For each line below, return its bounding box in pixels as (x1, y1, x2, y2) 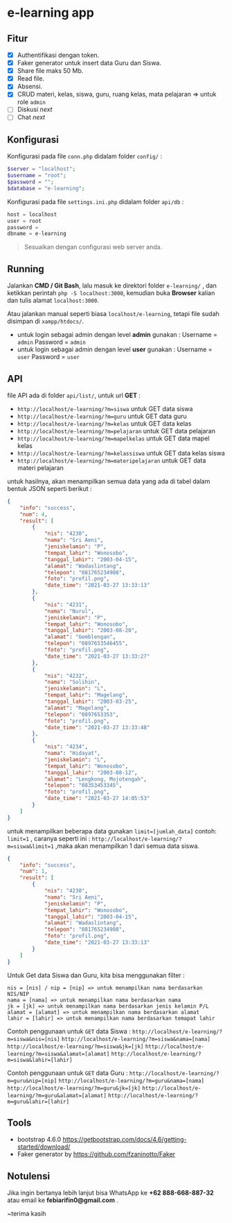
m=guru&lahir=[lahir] (7, 1098, 70, 1105)
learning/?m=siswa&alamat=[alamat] (7, 1050, 110, 1057)
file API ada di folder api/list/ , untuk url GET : (7, 391, 141, 399)
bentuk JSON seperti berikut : (7, 484, 92, 492)
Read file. (17, 74, 45, 83)
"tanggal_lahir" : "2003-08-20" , (44, 627, 138, 634)
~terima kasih (7, 1210, 46, 1218)
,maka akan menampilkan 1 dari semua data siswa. (55, 842, 199, 850)
